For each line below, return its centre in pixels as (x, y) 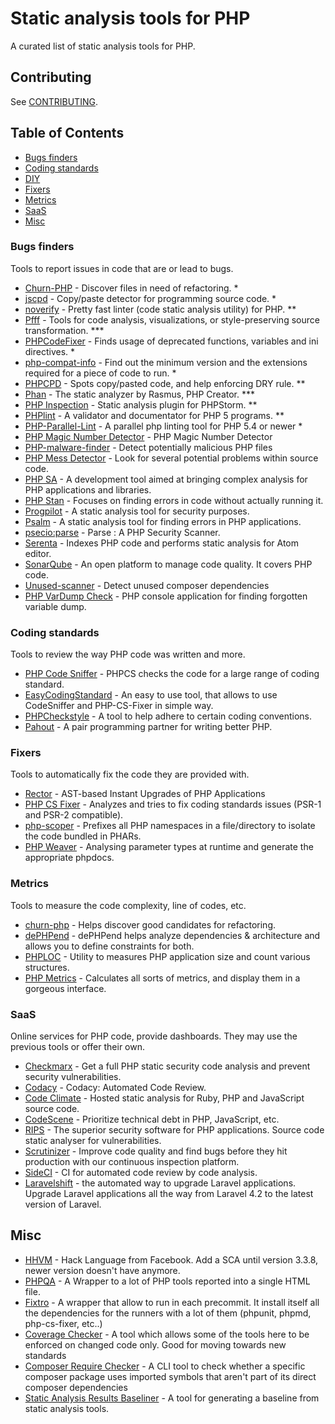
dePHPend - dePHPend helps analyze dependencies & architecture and (172, 935)
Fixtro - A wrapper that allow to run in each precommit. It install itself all (172, 1302)
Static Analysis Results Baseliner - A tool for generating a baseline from (172, 1398)
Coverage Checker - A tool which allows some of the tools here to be (167, 1334)
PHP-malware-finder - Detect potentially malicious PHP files (148, 447)
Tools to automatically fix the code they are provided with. (130, 774)
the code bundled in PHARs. (83, 836)
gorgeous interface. (65, 988)
